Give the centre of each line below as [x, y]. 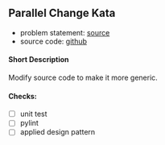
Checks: [23, 96]
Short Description [39, 60]
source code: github [53, 41]
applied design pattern [58, 132]
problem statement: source [65, 32]
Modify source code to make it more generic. [83, 78]
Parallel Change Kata [62, 13]
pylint [29, 123]
